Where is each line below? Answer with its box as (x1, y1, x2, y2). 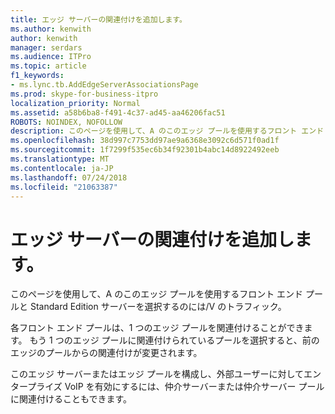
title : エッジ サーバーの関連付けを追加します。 (10, 14, 187, 25)
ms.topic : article (10, 61, 87, 71)
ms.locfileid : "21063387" (10, 182, 118, 192)
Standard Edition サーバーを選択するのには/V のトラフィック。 (29, 301, 287, 313)
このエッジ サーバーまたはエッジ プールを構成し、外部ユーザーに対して (10, 368, 305, 380)
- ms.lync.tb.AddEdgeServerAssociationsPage (10, 80, 199, 90)
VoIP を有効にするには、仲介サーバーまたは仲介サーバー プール (64, 381, 325, 393)
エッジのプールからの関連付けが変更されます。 (10, 347, 203, 359)
